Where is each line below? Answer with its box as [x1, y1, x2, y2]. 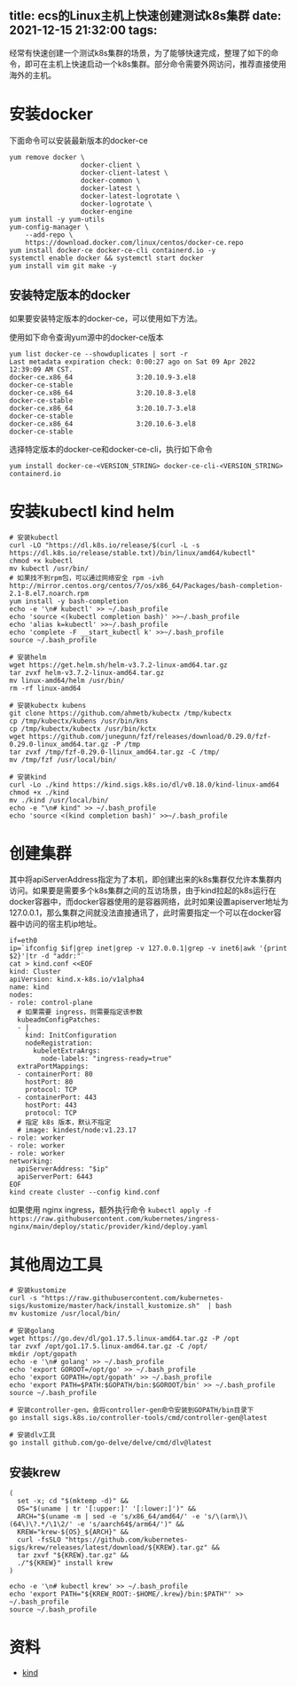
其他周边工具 [9, 1254, 104, 1274]
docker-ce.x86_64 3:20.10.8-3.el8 [9, 388, 197, 397]
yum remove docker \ [9, 153, 86, 161]
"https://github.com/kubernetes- [65, 1535, 189, 1545]
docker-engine [80, 207, 133, 216]
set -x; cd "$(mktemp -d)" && [17, 1497, 129, 1506]
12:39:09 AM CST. [9, 365, 74, 374]
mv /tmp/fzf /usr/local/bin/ [9, 755, 117, 765]
